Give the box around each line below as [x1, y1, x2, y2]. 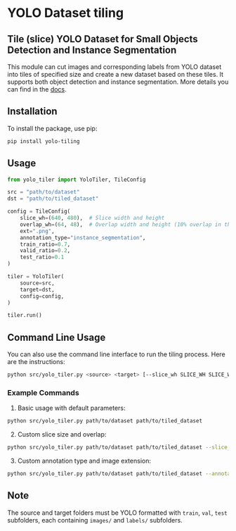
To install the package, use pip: [7, 124, 98, 132]
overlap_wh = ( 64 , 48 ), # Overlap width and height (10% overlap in [20, 220, 221, 228]
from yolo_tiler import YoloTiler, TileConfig [7, 176, 146, 183]
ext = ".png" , [20, 227, 55, 235]
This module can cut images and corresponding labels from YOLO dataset [7, 63, 222, 71]
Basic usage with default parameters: [17, 404, 126, 413]
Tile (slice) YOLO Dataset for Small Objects [7, 33, 198, 45]
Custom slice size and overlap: [17, 430, 107, 439]
